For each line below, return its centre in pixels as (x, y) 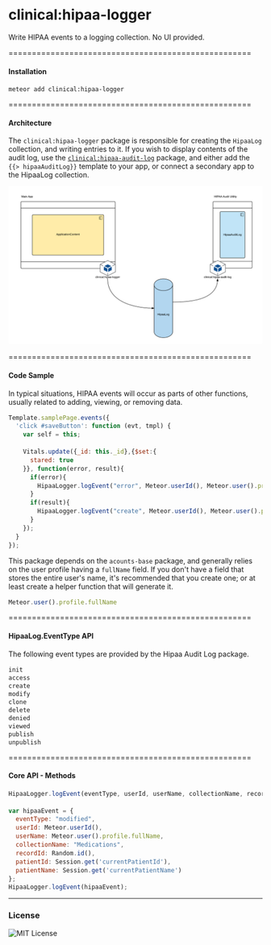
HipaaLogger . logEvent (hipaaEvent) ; (68, 887)
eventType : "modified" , (55, 819)
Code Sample (31, 375)
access (19, 678)
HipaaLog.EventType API (51, 636)
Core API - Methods (42, 776)
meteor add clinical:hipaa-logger (67, 90)
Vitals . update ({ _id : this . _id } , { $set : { (90, 452)
